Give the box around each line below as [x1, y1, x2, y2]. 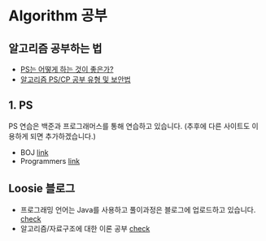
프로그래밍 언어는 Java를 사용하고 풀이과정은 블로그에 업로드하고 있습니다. [20, 204, 256, 214]
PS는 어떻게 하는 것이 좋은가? [20, 65, 114, 74]
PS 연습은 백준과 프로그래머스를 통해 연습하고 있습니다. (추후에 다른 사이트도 [8, 121, 251, 131]
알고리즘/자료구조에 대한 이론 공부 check [20, 223, 150, 233]
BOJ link [20, 147, 49, 157]
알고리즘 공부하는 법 [8, 41, 102, 55]
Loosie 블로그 [8, 182, 76, 196]
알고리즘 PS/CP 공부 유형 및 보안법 [20, 75, 132, 84]
